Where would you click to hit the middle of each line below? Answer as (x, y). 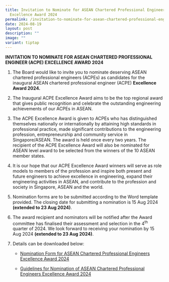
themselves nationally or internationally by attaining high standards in (84, 123)
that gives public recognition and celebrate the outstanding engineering (87, 103)
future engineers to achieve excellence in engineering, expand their (82, 176)
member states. (29, 156)
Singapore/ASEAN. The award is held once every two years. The (79, 139)
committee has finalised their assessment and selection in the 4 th (80, 223)
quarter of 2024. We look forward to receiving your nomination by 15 (83, 229)
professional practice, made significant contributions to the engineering (87, 129)
